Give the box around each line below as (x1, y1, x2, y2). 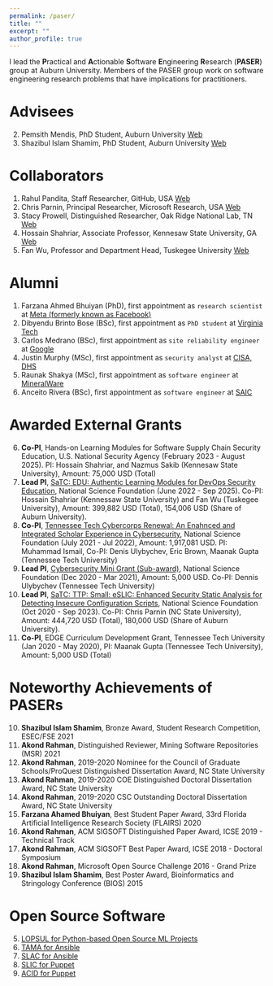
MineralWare (20, 379, 64, 389)
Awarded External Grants (9, 416, 182, 434)
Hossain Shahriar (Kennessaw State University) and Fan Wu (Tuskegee (20, 495, 259, 504)
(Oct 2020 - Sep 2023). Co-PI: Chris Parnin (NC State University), (20, 607, 242, 617)
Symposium (20, 852, 62, 862)
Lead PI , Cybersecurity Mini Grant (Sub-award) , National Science (20, 564, 240, 574)
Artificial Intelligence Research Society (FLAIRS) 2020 (20, 818, 201, 827)
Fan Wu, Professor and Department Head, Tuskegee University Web (20, 246, 249, 255)
